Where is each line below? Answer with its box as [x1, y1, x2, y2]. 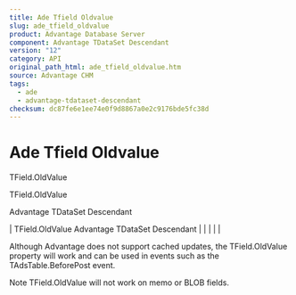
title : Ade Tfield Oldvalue [9, 12, 114, 22]
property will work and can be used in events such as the [9, 250, 220, 261]
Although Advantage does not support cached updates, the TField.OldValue [9, 242, 288, 252]
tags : [9, 79, 29, 88]
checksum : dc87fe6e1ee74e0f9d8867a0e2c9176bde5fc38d [9, 104, 210, 113]
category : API [9, 54, 62, 63]
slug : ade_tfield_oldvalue [9, 21, 110, 30]
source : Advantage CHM [9, 71, 94, 80]
